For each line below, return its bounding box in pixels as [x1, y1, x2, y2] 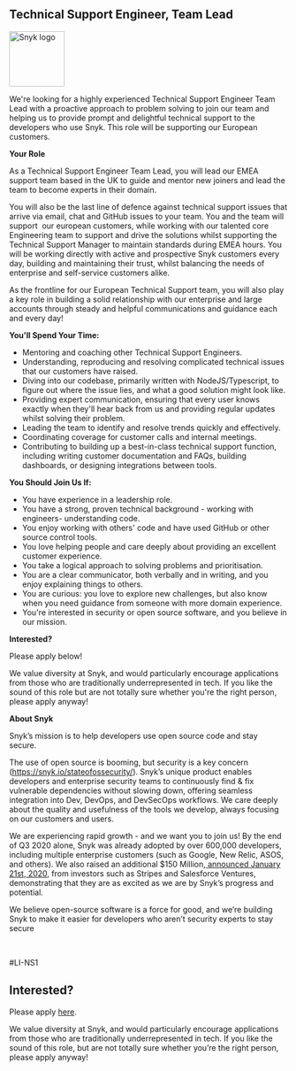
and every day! [9, 312, 64, 323]
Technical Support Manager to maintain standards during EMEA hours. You [9, 239, 283, 250]
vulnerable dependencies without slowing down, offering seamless [9, 785, 254, 796]
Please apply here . [9, 1006, 77, 1017]
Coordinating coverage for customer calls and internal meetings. [21, 431, 257, 442]
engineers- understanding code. [21, 512, 140, 523]
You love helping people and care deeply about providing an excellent [21, 541, 277, 551]
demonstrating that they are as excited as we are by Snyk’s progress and [9, 877, 274, 888]
